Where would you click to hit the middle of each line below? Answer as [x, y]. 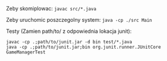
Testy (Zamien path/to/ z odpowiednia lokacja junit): [69, 31]
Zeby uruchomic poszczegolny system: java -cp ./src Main [79, 20]
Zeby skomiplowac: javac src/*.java [51, 9]
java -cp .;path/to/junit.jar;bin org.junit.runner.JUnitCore [83, 47]
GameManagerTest [26, 52]
